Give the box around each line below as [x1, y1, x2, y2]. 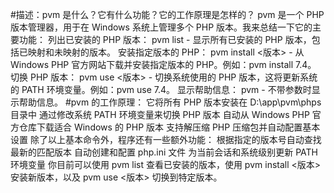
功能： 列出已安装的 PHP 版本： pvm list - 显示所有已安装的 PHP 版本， [18, 34, 312, 45]
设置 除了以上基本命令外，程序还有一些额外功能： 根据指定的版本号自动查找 [10, 134, 322, 145]
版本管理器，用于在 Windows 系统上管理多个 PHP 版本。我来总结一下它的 [10, 21, 313, 33]
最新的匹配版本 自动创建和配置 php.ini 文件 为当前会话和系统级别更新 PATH [10, 146, 319, 158]
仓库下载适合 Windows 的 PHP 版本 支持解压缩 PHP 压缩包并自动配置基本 [18, 121, 321, 133]
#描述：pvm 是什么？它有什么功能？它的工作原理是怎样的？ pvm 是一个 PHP [10, 9, 325, 20]
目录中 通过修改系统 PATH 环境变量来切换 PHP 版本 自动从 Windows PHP [10, 109, 310, 120]
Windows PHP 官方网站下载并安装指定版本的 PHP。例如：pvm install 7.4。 [10, 59, 317, 70]
